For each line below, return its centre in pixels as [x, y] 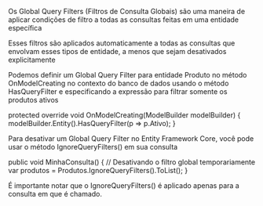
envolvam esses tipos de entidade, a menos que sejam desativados [117, 51]
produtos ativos [33, 100]
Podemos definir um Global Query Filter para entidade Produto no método [128, 75]
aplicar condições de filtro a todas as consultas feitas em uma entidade [124, 20]
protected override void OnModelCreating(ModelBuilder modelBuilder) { [124, 115]
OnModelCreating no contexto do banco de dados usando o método [119, 83]
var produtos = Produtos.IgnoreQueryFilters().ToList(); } [98, 170]
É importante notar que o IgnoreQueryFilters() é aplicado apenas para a [124, 186]
